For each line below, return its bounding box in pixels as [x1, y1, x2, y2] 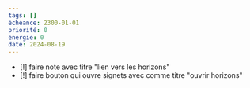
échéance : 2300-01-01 [8, 19, 80, 27]
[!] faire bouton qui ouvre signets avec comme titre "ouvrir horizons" [19, 71, 243, 80]
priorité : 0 [8, 26, 47, 34]
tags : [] [8, 11, 37, 20]
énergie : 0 [8, 33, 44, 42]
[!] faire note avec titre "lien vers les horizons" [19, 62, 170, 71]
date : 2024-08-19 [8, 41, 66, 49]
